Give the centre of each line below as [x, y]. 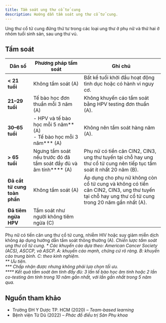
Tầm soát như [49, 211]
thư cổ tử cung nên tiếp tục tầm [120, 164]
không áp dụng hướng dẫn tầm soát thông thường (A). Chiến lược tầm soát [81, 240]
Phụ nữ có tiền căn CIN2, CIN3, [120, 151]
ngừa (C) [44, 223]
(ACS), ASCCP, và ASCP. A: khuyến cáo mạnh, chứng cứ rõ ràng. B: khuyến [82, 251]
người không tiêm [54, 217]
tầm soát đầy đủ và [55, 164]
